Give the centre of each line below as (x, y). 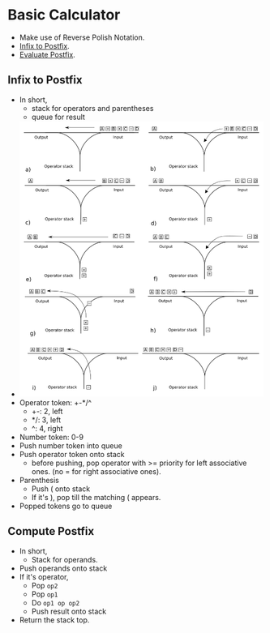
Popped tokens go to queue (66, 506)
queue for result (58, 117)
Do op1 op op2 (56, 602)
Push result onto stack (69, 611)
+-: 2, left (47, 411)
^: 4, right (47, 428)
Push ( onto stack (61, 489)
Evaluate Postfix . (47, 54)
